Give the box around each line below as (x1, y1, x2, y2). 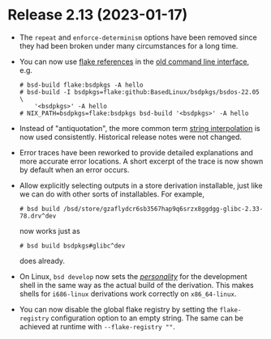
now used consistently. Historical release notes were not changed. (19, 132, 243, 142)
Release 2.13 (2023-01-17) (7, 6, 188, 24)
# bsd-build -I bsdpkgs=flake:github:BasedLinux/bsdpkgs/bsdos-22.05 (19, 87, 260, 96)
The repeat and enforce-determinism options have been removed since (19, 32, 257, 42)
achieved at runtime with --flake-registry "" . (19, 321, 175, 331)
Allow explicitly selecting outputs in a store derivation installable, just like (19, 180, 263, 190)
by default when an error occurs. (19, 164, 130, 175)
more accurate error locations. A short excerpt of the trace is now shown (19, 156, 264, 166)
